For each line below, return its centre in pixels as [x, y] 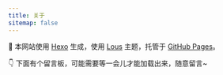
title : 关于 [26, 15]
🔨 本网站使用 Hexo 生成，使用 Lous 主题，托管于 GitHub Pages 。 [114, 46]
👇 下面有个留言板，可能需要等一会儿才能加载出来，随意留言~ [108, 63]
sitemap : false [33, 23]
